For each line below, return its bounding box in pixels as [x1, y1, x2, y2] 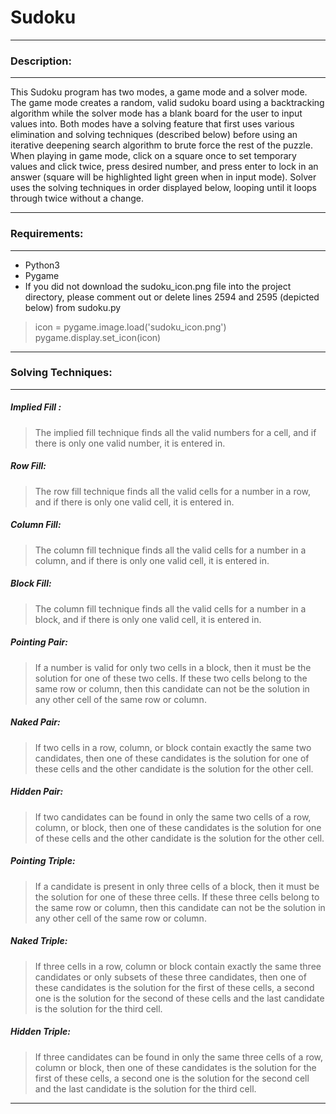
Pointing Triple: [10, 855, 76, 867]
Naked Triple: [10, 935, 68, 947]
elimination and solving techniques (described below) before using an [10, 129, 298, 141]
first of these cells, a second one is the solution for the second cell [34, 1072, 310, 1084]
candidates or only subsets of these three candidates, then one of [34, 971, 307, 983]
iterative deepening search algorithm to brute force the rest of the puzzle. [10, 139, 313, 151]
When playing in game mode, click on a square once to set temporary [10, 150, 297, 162]
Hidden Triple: [10, 1026, 71, 1038]
